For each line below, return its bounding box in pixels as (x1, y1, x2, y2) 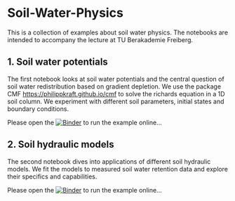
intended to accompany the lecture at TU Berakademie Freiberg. (7, 35, 194, 44)
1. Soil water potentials (7, 56, 109, 68)
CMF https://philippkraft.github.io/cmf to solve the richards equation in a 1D (7, 89, 226, 98)
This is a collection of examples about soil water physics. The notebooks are (7, 28, 229, 37)
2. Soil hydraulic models (7, 138, 114, 150)
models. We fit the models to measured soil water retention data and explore (7, 164, 228, 173)
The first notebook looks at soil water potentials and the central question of (7, 74, 224, 83)
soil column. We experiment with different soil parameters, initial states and (7, 97, 224, 105)
